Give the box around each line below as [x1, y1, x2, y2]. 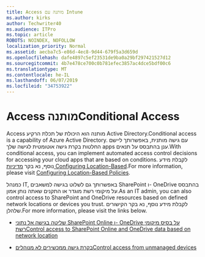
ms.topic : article [6, 32, 53, 38]
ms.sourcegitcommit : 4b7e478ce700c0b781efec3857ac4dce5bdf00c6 [6, 60, 171, 66]
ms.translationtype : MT [6, 66, 67, 72]
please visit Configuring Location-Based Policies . [6, 169, 130, 176]
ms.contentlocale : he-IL [6, 72, 70, 78]
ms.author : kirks [6, 15, 51, 21]
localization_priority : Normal [6, 44, 86, 50]
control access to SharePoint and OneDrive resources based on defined [6, 194, 188, 201]
